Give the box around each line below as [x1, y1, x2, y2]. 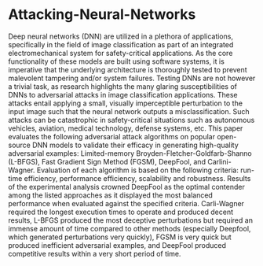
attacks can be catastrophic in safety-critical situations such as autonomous [8, 115, 255, 124]
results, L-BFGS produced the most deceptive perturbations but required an [8, 215, 254, 225]
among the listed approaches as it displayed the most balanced [8, 190, 214, 200]
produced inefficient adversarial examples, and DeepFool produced [8, 240, 226, 249]
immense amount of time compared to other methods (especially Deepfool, [8, 224, 251, 233]
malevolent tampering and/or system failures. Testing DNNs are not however [8, 73, 256, 83]
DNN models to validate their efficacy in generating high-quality [32, 140, 239, 150]
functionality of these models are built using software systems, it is [8, 57, 225, 66]
